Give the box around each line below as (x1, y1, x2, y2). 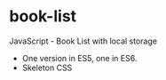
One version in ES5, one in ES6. (21, 52, 138, 63)
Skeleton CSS (21, 62, 73, 73)
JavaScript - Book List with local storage (9, 36, 158, 46)
